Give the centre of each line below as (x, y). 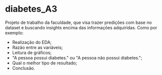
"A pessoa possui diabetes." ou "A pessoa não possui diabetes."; (77, 57)
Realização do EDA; (32, 42)
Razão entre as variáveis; (37, 47)
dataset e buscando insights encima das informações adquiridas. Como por (81, 27)
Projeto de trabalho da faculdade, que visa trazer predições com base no (79, 22)
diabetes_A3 (31, 9)
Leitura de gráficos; (32, 53)
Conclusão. (24, 68)
